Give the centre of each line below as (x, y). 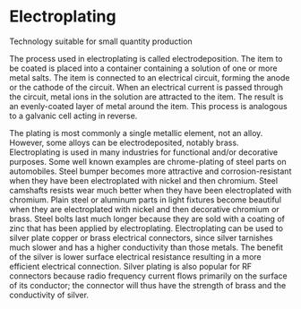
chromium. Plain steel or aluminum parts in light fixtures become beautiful (146, 200)
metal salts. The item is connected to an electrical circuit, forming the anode (150, 77)
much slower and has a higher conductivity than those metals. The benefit (146, 247)
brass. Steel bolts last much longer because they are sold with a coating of (147, 219)
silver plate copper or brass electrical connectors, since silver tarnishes (141, 237)
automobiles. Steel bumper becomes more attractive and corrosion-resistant (150, 171)
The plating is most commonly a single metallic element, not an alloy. (136, 133)
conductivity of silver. (49, 295)
